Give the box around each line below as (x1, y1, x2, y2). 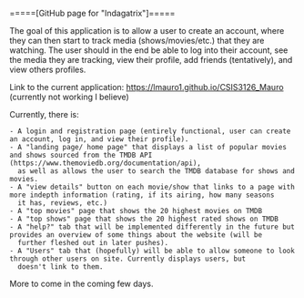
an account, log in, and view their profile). (9, 135, 189, 144)
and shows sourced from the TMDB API (9, 150, 153, 159)
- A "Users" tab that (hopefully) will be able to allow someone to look (9, 246, 296, 255)
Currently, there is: (9, 109, 79, 119)
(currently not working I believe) (9, 91, 129, 102)
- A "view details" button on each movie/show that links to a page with (9, 182, 296, 191)
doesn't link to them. (17, 262, 104, 272)
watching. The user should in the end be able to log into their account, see (9, 45, 289, 56)
